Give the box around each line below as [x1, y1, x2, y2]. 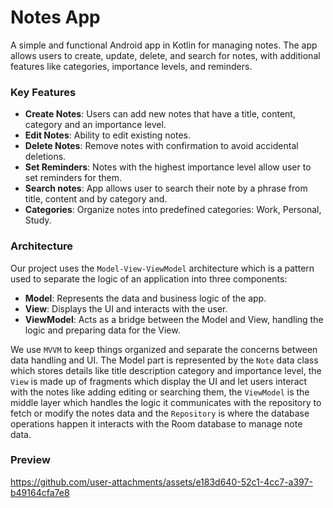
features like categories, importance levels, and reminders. [10, 60, 253, 72]
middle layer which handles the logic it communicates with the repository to [10, 396, 322, 408]
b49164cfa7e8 [10, 486, 70, 498]
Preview [10, 453, 51, 467]
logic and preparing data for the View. [24, 324, 181, 336]
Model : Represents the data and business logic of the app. [24, 292, 267, 304]
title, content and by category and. [24, 193, 168, 205]
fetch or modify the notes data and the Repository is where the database [10, 407, 310, 419]
